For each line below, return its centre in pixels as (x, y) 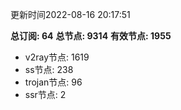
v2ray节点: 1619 (57, 57)
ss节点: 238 (49, 69)
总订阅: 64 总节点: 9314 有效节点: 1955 (91, 36)
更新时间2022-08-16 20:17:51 (70, 14)
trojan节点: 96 (53, 82)
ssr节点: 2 (45, 94)
